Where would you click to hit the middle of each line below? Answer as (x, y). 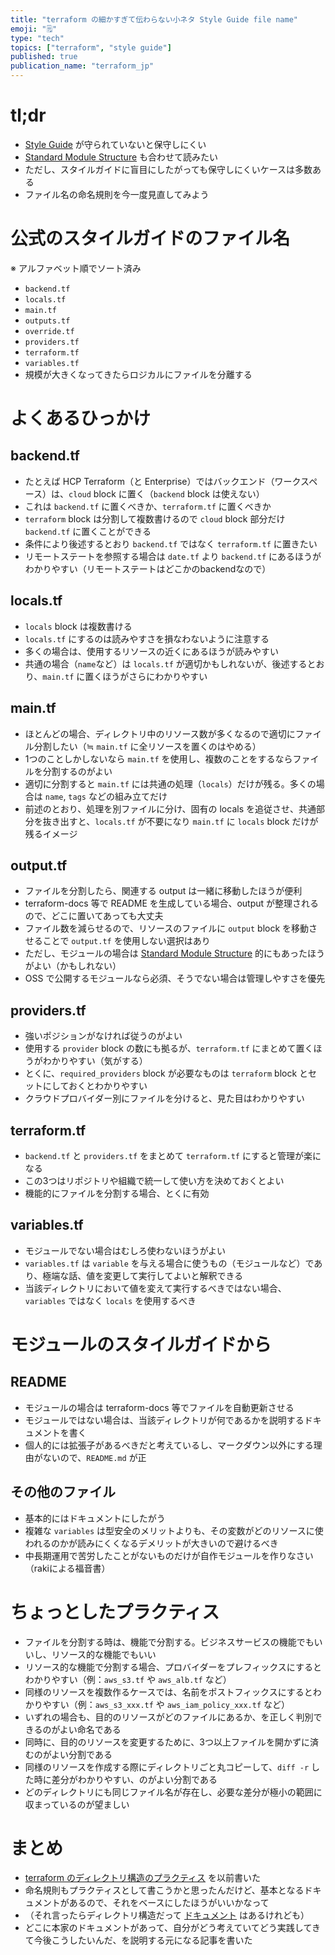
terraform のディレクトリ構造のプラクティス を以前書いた (142, 1878)
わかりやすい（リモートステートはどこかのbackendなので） (148, 568)
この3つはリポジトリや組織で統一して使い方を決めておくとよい (154, 1180)
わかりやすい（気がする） (95, 1061)
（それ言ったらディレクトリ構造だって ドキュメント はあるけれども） (167, 1915)
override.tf (49, 331)
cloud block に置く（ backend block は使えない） (166, 493)
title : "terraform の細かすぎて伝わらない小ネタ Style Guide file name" (154, 19)
